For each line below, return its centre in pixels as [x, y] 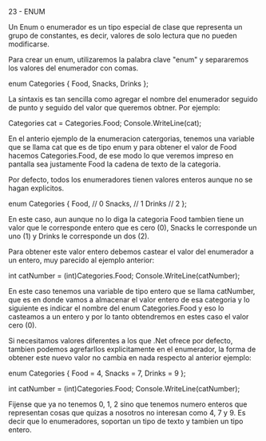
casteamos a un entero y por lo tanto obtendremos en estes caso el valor [129, 317]
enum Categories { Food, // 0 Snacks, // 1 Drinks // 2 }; [98, 204]
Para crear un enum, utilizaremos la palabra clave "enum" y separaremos [129, 60]
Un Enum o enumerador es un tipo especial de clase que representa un [125, 27]
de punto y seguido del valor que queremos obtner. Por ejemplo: [115, 108]
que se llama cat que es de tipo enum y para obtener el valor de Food [123, 147]
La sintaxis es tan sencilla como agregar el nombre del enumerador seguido [133, 99]
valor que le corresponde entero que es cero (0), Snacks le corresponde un [133, 228]
